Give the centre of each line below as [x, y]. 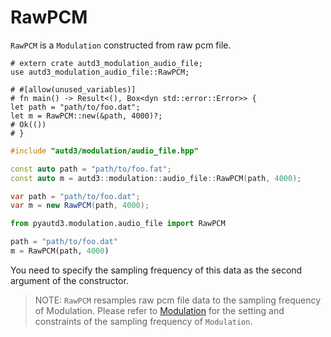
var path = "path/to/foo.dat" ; [75, 196]
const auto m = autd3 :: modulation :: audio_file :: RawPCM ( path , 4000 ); [156, 178]
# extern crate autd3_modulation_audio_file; [106, 63]
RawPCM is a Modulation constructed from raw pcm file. [121, 45]
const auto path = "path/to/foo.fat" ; [91, 169]
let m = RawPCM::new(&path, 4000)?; [86, 116]
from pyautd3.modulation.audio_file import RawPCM [118, 224]
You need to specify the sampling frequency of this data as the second [156, 270]
